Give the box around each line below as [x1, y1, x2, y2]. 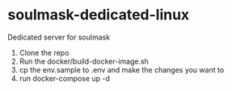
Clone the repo [19, 48, 70, 57]
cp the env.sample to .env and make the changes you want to [19, 64, 225, 74]
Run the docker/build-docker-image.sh [19, 56, 149, 66]
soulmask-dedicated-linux [7, 6, 190, 24]
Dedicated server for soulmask [7, 32, 111, 42]
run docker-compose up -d [19, 73, 111, 83]
